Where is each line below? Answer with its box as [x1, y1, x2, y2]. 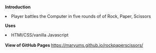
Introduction [5, 4, 31, 10]
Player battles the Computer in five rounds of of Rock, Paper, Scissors [11, 13, 151, 19]
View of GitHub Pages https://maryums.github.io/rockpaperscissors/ [5, 42, 143, 48]
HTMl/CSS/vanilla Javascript [11, 32, 69, 38]
